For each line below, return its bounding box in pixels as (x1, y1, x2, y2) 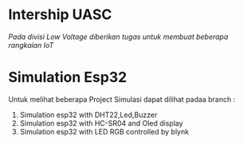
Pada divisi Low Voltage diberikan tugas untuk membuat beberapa (8, 32, 229, 41)
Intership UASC (8, 6, 112, 24)
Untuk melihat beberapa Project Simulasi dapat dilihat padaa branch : (8, 94, 236, 104)
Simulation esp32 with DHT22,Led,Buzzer (19, 110, 158, 119)
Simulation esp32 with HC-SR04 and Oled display (19, 118, 183, 128)
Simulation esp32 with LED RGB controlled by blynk (19, 126, 190, 136)
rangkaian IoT (8, 40, 54, 49)
